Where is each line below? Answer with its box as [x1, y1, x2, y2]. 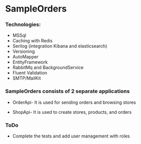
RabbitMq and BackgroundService [12, 64, 84, 70]
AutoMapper [12, 54, 39, 60]
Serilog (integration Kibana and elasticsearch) [12, 43, 107, 49]
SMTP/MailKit [12, 75, 41, 81]
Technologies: [5, 21, 41, 28]
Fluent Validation [12, 70, 48, 76]
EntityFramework [12, 59, 48, 65]
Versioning [12, 48, 35, 54]
